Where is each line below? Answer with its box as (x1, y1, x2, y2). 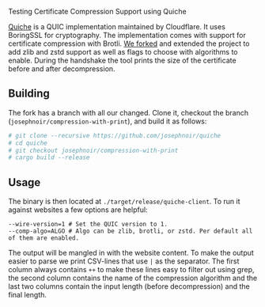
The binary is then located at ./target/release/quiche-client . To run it (8, 197, 240, 207)
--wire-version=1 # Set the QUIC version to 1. (8, 221, 168, 229)
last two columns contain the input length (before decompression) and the (8, 282, 251, 291)
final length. (8, 290, 47, 300)
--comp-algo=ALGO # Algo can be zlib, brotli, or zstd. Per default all (8, 227, 253, 236)
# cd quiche (8, 138, 47, 147)
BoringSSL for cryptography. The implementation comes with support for (8, 31, 247, 40)
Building (8, 87, 50, 100)
